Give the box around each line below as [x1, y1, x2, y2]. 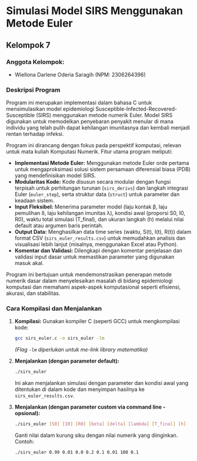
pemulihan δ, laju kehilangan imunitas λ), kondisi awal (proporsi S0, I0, [14, 210, 186, 217]
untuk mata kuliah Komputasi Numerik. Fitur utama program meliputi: [6, 148, 173, 155]
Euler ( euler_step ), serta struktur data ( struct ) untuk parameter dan [14, 191, 180, 198]
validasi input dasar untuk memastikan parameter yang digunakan [14, 253, 175, 260]
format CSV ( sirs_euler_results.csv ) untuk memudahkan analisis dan [14, 234, 186, 242]
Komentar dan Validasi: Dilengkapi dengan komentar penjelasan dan [14, 247, 182, 254]
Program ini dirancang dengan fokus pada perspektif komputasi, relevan [6, 142, 181, 149]
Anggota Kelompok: [6, 58, 65, 66]
